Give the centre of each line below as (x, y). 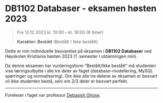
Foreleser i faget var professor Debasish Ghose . (53, 95)
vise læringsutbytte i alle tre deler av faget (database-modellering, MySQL (79, 70)
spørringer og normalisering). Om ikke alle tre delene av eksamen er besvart (81, 76)
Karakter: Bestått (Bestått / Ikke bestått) (57, 41)
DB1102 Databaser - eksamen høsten (81, 9)
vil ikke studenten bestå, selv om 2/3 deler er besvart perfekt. (67, 81)
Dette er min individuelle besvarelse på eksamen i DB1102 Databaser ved (78, 51)
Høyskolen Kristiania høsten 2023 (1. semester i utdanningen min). (71, 56)
